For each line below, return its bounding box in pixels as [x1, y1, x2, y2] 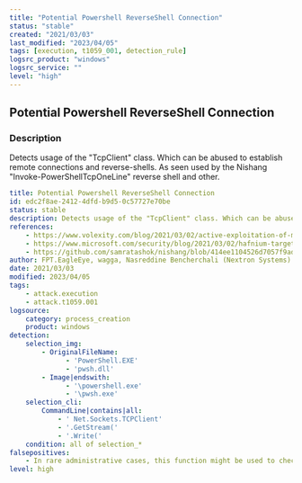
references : [9, 222, 54, 231]
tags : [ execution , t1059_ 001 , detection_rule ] [9, 47, 187, 56]
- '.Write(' [57, 431, 102, 441]
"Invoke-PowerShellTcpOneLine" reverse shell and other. [9, 172, 220, 183]
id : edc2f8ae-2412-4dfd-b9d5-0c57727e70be [9, 197, 171, 207]
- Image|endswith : [41, 372, 111, 382]
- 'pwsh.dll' [66, 364, 115, 373]
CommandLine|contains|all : [41, 407, 143, 416]
